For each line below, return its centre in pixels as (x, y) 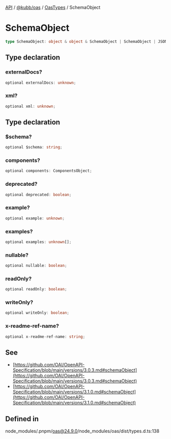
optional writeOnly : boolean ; (37, 313)
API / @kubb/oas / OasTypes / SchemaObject (53, 7)
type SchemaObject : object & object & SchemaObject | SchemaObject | (81, 41)
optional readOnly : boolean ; (36, 289)
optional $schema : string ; (34, 148)
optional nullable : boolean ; (36, 266)
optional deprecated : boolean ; (38, 194)
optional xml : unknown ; (31, 106)
